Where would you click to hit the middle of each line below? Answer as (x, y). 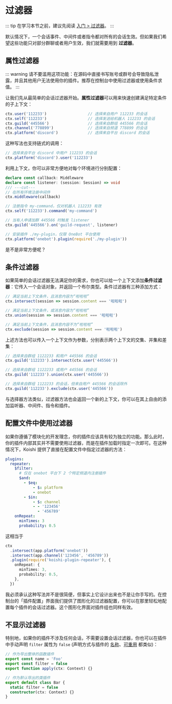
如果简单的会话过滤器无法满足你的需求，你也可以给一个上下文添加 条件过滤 (84, 280)
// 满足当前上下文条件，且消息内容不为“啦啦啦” (49, 324)
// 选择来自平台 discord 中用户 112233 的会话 (51, 153)
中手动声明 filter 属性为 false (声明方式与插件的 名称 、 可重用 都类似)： (82, 645)
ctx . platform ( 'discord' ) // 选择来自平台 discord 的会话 (78, 133)
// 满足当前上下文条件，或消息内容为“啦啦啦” (47, 310)
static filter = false (34, 687)
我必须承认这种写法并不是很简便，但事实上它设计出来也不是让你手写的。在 (84, 594)
